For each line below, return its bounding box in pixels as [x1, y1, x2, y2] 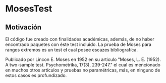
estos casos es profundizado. [5, 72, 67, 78]
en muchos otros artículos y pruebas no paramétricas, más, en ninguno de [5, 67, 160, 73]
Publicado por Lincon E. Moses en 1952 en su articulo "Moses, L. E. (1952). [5, 56, 161, 62]
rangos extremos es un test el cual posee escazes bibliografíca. [5, 47, 138, 52]
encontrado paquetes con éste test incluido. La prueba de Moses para [5, 41, 151, 47]
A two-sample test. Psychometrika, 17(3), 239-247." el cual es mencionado [5, 62, 160, 67]
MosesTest [5, 3, 52, 14]
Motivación [5, 23, 42, 31]
